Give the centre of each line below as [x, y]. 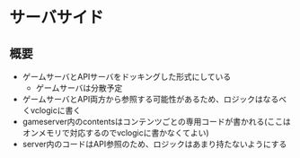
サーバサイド [57, 18]
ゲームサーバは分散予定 [79, 88]
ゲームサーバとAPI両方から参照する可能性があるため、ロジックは [142, 99]
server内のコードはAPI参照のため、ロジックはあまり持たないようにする [154, 144]
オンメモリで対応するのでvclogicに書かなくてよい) [115, 133]
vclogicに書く [56, 110]
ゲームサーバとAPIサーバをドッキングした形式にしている [127, 77]
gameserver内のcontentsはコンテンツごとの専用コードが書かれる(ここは [157, 122]
